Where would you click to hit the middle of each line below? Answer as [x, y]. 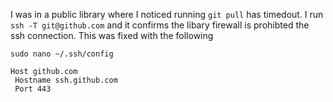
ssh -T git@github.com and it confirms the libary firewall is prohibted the [160, 25]
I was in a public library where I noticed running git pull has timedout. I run [167, 14]
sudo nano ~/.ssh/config [62, 54]
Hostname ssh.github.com [66, 80]
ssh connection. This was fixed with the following [112, 35]
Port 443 [33, 89]
